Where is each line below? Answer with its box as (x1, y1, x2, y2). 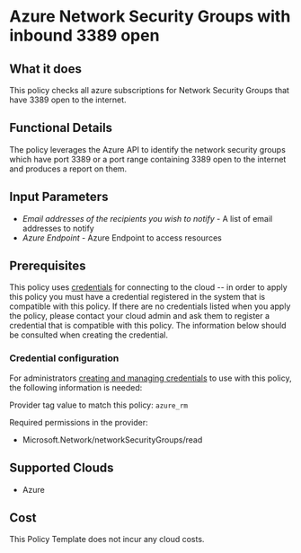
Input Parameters (9, 189, 109, 205)
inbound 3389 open (9, 25, 160, 46)
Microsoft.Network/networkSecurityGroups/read (22, 434, 203, 445)
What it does (9, 61, 83, 76)
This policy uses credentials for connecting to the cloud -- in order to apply (9, 282, 288, 293)
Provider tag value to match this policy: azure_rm (9, 399, 189, 410)
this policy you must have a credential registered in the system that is (9, 292, 266, 303)
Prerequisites (9, 259, 86, 274)
